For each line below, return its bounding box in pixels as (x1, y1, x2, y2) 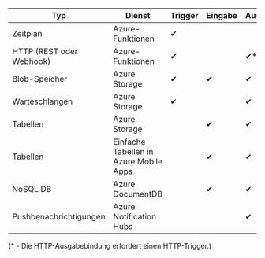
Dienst (125, 10, 151, 20)
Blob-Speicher (12, 74, 68, 84)
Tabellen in (113, 146, 154, 157)
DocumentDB (113, 189, 163, 199)
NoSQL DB (12, 184, 52, 194)
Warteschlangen (12, 96, 73, 107)
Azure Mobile (113, 157, 163, 167)
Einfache (113, 137, 146, 147)
